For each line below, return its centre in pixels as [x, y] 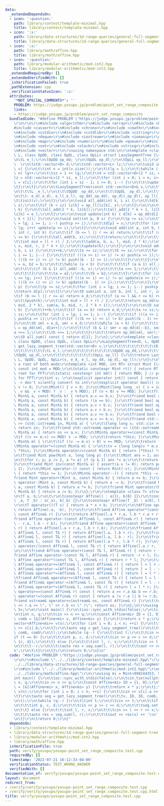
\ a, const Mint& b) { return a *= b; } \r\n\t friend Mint [74, 487]
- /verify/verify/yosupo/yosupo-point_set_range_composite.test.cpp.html [82, 792]
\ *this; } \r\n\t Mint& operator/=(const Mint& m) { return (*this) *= [87, 450]
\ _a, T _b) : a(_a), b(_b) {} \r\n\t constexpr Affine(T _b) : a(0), [85, 501]
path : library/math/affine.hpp [46, 50]
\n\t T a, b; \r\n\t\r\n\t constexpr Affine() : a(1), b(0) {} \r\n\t [83, 496]
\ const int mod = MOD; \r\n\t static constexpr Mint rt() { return [83, 369]
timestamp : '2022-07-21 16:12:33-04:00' [51, 760]
